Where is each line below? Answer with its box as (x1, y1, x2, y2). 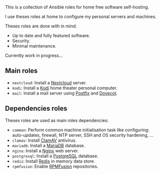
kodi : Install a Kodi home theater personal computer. (12, 85, 118, 91)
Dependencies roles (5, 104, 67, 113)
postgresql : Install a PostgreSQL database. (12, 153, 99, 159)
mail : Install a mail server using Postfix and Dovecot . (12, 90, 118, 96)
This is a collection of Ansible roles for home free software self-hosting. (5, 4, 149, 10)
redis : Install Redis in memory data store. (12, 158, 95, 164)
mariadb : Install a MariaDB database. (12, 142, 85, 149)
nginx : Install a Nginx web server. (12, 148, 79, 153)
